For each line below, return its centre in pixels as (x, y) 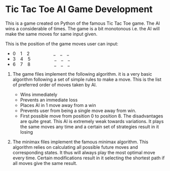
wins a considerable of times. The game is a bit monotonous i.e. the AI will (83, 28)
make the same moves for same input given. (51, 34)
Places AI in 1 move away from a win (58, 105)
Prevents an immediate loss (49, 100)
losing (27, 132)
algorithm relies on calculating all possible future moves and (75, 147)
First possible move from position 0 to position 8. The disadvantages (92, 116)
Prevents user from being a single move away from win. (78, 110)
